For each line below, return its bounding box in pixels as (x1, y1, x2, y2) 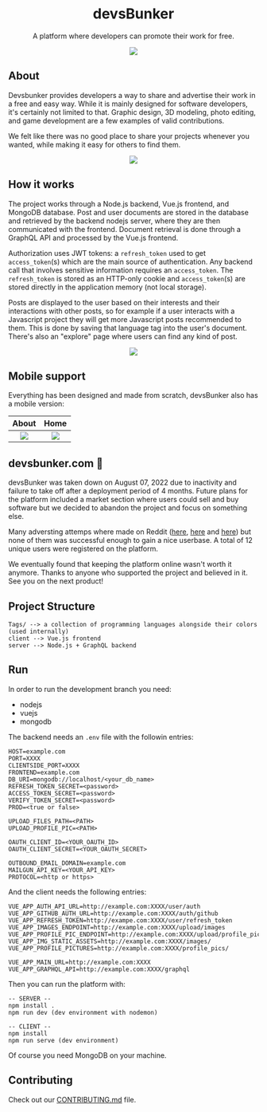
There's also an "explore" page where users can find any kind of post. (8, 332, 238, 341)
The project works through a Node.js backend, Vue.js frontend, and (8, 198, 229, 208)
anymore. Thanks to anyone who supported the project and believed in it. (8, 568, 248, 578)
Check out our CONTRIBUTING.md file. (8, 1094, 137, 1104)
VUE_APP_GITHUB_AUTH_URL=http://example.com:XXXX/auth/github (8, 910, 219, 917)
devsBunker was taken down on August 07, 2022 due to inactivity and (8, 477, 237, 487)
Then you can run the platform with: (8, 979, 126, 988)
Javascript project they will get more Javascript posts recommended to (8, 314, 242, 324)
